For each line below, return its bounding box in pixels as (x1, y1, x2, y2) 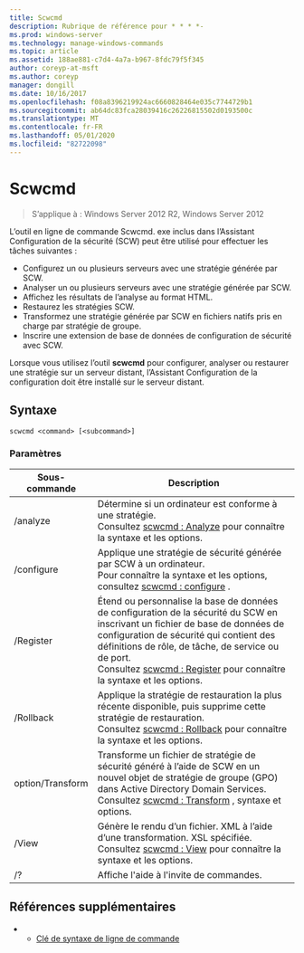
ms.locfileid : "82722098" (9, 139, 107, 148)
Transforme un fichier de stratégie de (97, 748, 256, 761)
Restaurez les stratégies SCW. (22, 300, 136, 312)
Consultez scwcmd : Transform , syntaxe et (97, 794, 282, 806)
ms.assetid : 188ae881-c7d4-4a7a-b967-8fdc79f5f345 (9, 55, 204, 64)
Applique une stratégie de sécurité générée (97, 546, 282, 558)
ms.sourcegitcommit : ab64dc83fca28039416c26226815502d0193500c (9, 106, 253, 115)
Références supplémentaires (9, 900, 176, 915)
